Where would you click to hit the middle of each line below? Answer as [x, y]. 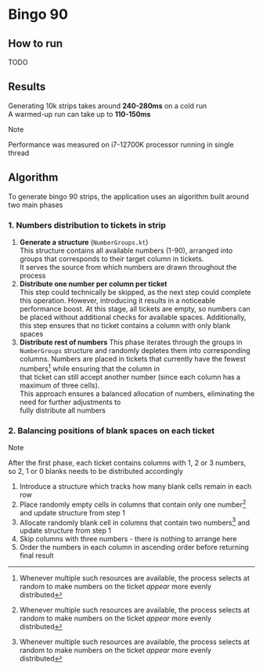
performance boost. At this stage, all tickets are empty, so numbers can [135, 308]
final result [36, 555]
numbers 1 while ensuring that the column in [90, 368]
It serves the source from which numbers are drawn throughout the [128, 267]
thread [19, 153]
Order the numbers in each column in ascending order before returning [134, 548]
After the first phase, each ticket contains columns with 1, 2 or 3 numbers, [127, 462]
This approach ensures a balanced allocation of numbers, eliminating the [137, 393]
